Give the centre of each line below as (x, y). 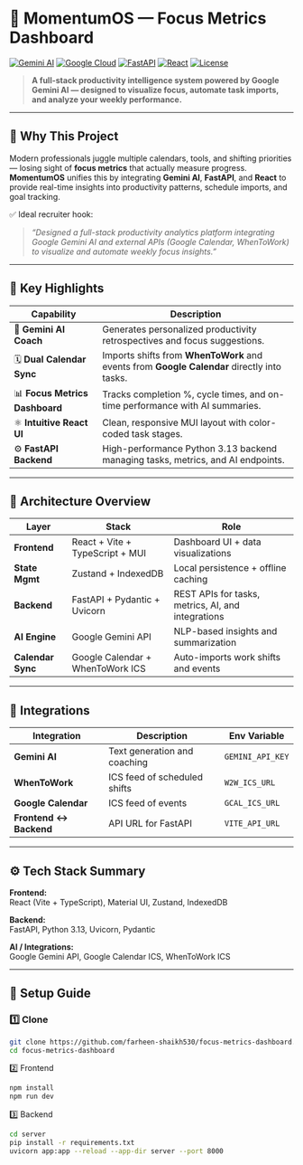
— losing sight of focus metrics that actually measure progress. (129, 167)
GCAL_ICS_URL (252, 803)
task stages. (157, 433)
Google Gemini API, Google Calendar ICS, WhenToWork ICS (120, 957)
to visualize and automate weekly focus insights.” (124, 251)
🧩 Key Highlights (57, 289)
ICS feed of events (147, 803)
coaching (128, 762)
